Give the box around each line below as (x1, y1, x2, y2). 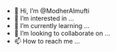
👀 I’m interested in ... (13, 14, 74, 22)
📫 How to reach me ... (13, 37, 80, 45)
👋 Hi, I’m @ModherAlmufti (13, 7, 90, 15)
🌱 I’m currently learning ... (13, 22, 90, 30)
